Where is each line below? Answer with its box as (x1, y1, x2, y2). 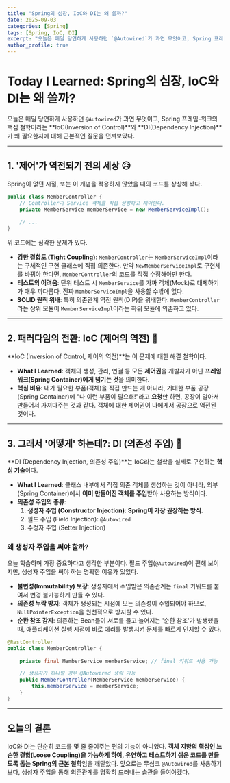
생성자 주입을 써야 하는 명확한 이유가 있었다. (21, 567, 139, 575)
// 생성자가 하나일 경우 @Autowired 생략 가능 (19, 670, 136, 677)
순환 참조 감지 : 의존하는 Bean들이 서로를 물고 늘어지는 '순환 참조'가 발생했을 (16, 616, 219, 624)
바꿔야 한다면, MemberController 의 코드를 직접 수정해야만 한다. (24, 270, 192, 278)
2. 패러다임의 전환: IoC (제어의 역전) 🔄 (7, 333, 159, 345)
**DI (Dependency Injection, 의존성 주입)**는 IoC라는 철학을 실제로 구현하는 (7, 457, 216, 466)
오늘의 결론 (7, 723, 51, 734)
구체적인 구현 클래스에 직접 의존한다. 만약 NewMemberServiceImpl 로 (24, 262, 203, 269)
